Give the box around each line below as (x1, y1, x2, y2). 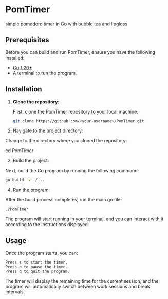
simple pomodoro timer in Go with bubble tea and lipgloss (5, 21, 127, 27)
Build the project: (12, 158, 49, 164)
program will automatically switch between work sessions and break (5, 284, 150, 289)
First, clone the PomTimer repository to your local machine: (12, 108, 139, 115)
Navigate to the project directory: (12, 127, 83, 134)
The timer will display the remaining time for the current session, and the (5, 278, 159, 284)
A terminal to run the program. (12, 70, 77, 76)
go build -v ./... (5, 177, 45, 183)
